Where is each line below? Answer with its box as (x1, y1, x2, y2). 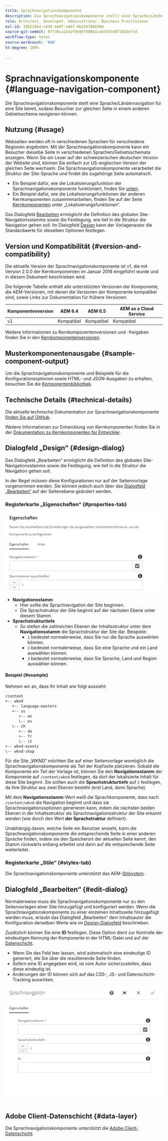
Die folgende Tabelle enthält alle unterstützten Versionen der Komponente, (5, 284, 159, 290)
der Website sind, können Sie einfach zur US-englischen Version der (5, 160, 146, 166)
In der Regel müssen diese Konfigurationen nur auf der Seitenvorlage (5, 477, 147, 483)
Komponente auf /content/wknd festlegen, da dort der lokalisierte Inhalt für (5, 774, 159, 780)
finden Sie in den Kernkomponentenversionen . (5, 335, 101, 341)
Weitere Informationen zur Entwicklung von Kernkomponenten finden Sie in (5, 424, 160, 430)
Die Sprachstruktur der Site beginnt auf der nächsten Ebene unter (19, 607, 155, 613)
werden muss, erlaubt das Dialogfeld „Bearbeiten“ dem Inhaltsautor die (5, 914, 151, 920)
